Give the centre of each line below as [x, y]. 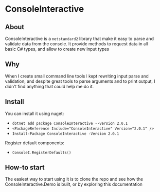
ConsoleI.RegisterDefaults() [42, 153]
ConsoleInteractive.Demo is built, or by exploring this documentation [74, 184]
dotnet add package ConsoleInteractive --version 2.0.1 [70, 123]
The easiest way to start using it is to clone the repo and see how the [74, 179]
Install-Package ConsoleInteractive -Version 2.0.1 [65, 134]
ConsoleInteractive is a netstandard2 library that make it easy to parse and [80, 38]
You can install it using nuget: [35, 114]
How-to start [25, 167]
